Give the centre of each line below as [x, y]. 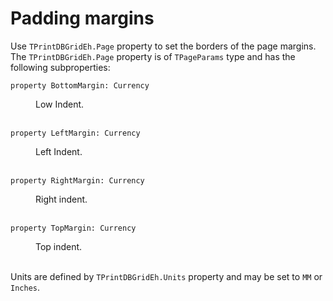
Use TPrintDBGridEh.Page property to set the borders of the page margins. [163, 46]
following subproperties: [60, 67]
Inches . [25, 287]
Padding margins [82, 18]
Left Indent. [59, 151]
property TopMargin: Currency [73, 228]
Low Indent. [60, 104]
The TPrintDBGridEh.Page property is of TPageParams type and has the [153, 56]
